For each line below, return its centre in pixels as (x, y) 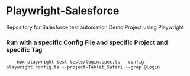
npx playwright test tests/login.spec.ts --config (80, 62)
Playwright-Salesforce (63, 11)
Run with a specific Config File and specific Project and (87, 42)
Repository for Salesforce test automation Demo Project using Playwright (95, 27)
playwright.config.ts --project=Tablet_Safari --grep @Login (83, 67)
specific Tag (24, 49)
